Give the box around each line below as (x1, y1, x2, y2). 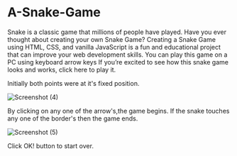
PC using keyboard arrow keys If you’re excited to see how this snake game (7, 57, 229, 66)
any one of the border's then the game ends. (7, 114, 138, 123)
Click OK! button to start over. (7, 141, 94, 150)
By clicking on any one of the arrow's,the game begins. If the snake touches (7, 106, 230, 115)
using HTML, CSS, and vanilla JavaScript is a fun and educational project (7, 43, 221, 51)
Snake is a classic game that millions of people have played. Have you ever (7, 28, 227, 36)
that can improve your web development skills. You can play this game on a (7, 50, 228, 59)
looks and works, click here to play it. (7, 65, 116, 74)
